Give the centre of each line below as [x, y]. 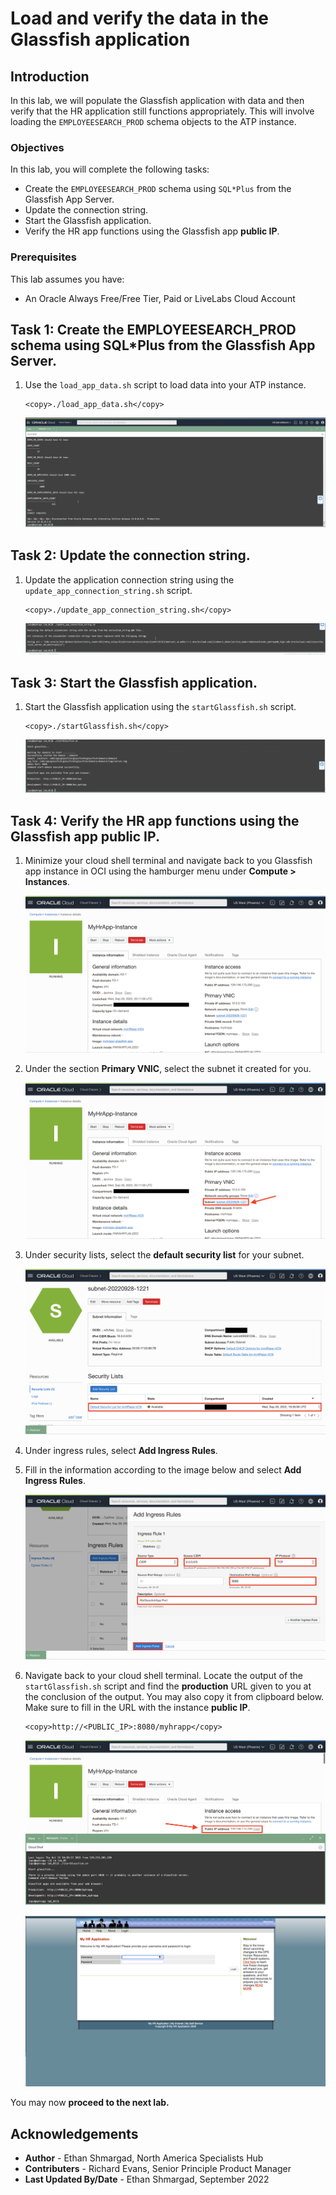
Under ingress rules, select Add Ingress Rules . [121, 1450]
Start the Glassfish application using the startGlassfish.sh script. [160, 707]
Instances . [47, 882]
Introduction [50, 76]
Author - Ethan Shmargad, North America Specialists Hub [144, 2158]
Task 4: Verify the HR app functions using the [155, 820]
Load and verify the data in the [139, 18]
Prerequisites [43, 257]
